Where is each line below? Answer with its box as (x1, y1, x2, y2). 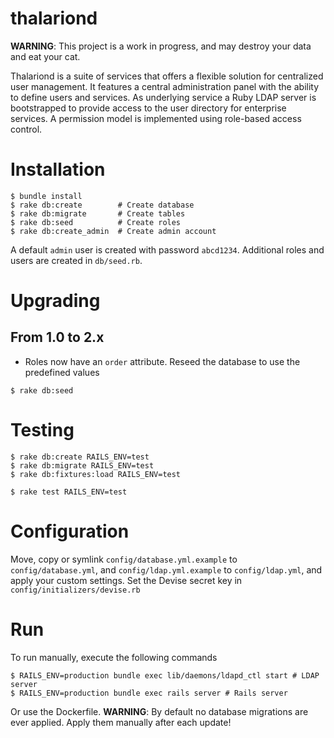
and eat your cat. (10, 50, 81, 62)
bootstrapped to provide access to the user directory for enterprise (10, 102, 287, 114)
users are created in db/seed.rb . (10, 254, 143, 266)
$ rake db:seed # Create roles (10, 217, 182, 227)
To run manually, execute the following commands (10, 651, 218, 663)
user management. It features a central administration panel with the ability (10, 80, 320, 92)
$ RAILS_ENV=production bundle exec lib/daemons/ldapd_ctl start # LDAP (10, 670, 320, 681)
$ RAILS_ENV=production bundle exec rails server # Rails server (10, 688, 288, 698)
